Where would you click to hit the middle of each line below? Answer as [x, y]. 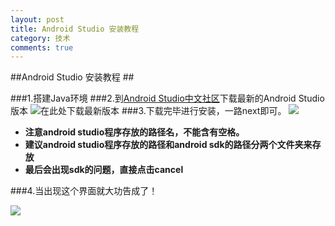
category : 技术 [40, 38]
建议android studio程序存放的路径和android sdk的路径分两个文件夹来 [168, 145]
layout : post [37, 19]
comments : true [42, 47]
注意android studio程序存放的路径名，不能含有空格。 [134, 132]
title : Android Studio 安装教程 [75, 29]
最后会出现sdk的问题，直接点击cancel [104, 170]
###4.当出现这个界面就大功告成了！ [84, 191]
